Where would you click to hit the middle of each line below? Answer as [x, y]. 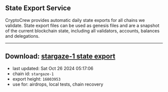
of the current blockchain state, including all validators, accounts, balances [82, 31]
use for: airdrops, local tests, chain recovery [58, 84]
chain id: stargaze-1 [33, 74]
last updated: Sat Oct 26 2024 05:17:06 [53, 68]
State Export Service [38, 8]
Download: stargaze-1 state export [60, 56]
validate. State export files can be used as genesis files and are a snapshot [82, 25]
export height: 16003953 [36, 79]
